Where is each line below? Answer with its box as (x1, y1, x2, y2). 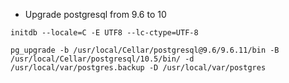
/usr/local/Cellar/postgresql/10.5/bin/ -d (10, 54, 195, 64)
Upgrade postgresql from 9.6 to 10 (24, 9, 167, 20)
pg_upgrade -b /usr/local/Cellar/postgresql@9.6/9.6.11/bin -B (10, 45, 280, 55)
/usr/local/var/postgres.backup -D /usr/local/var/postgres (10, 63, 267, 73)
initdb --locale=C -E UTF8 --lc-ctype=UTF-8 (10, 28, 199, 38)
